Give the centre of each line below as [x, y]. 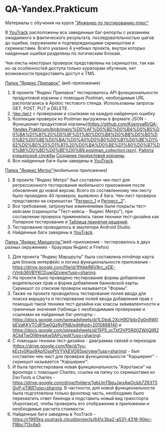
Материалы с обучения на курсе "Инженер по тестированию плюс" [77, 23]
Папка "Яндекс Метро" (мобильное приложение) [56, 170]
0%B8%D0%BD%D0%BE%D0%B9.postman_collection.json [74, 150]
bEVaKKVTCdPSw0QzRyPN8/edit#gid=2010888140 [65, 325]
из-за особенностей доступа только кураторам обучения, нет [71, 68]
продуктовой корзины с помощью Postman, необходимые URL [78, 98]
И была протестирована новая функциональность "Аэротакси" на [82, 367]
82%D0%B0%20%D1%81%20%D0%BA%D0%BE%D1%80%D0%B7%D [86, 145]
